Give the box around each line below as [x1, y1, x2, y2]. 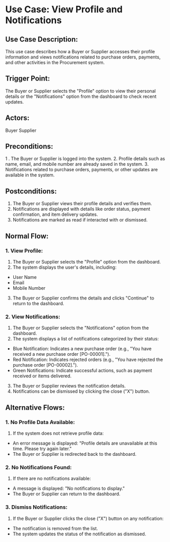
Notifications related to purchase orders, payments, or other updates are [5, 167, 158, 173]
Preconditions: [5, 142, 54, 151]
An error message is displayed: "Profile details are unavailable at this [12, 440, 157, 446]
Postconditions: [5, 187, 57, 195]
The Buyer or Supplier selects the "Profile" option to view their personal [5, 88, 156, 94]
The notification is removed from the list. [12, 525, 99, 531]
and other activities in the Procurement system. [5, 59, 105, 65]
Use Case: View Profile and [5, 4, 123, 15]
